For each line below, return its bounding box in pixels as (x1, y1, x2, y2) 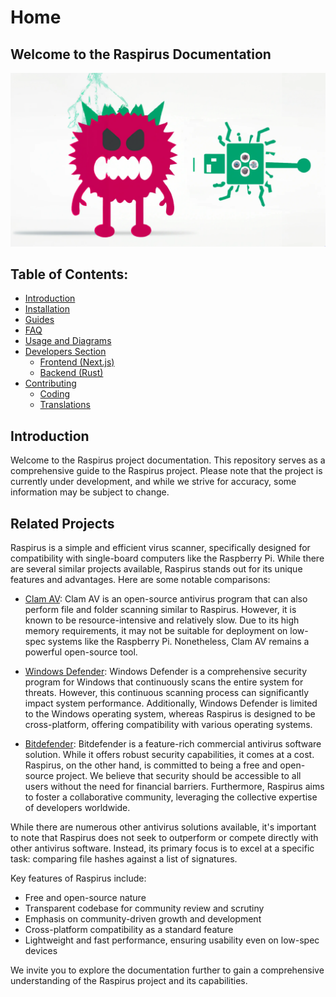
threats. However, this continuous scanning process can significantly (24, 687, 310, 699)
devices (24, 945, 58, 957)
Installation (24, 303, 71, 315)
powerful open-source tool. (24, 646, 138, 658)
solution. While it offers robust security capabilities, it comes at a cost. (24, 749, 315, 761)
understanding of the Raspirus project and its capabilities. (10, 975, 248, 987)
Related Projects (10, 515, 115, 532)
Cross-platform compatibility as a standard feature (24, 924, 234, 936)
